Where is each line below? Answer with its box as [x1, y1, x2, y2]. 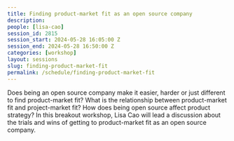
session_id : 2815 [7, 29, 58, 37]
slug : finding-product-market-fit [7, 62, 109, 69]
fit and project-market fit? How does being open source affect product [7, 103, 211, 112]
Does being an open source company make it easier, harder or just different [7, 88, 226, 97]
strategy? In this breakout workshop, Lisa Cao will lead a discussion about [7, 110, 221, 119]
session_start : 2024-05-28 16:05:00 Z [7, 36, 121, 43]
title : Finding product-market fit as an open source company [7, 10, 193, 18]
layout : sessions [7, 56, 58, 63]
